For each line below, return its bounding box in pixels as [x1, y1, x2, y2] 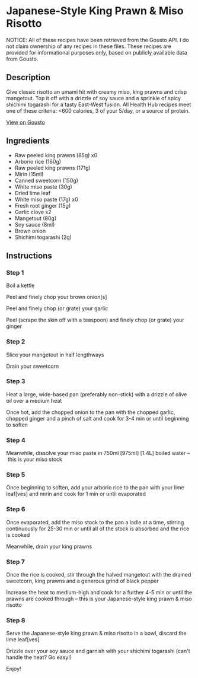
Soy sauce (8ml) [14, 221, 55, 228]
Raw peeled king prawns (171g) [14, 164, 91, 171]
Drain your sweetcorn [6, 362, 59, 370]
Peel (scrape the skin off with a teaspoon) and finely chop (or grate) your [6, 316, 185, 324]
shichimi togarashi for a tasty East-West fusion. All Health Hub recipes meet [6, 101, 191, 108]
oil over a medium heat [6, 397, 62, 404]
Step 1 [6, 268, 24, 276]
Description [6, 72, 50, 82]
